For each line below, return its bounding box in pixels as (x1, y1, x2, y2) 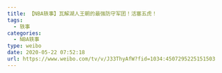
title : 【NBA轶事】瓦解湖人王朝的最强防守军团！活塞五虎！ (7, 10, 157, 17)
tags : (7, 17, 23, 24)
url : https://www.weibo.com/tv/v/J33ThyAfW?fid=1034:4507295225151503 (7, 56, 216, 63)
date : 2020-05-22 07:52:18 (7, 49, 85, 56)
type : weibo (7, 42, 42, 49)
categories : (7, 29, 42, 37)
